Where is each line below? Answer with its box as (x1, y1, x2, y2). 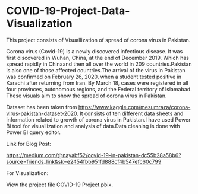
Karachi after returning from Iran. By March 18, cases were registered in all (6, 79, 188, 87)
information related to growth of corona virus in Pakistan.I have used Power (6, 116, 191, 123)
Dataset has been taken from (6, 103, 77, 110)
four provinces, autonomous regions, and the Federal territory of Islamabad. (6, 85, 192, 93)
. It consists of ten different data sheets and (77, 110, 184, 117)
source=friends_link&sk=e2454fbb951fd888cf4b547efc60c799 (6, 158, 162, 165)
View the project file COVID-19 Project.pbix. (6, 181, 113, 188)
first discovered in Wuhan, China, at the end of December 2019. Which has (6, 54, 189, 61)
